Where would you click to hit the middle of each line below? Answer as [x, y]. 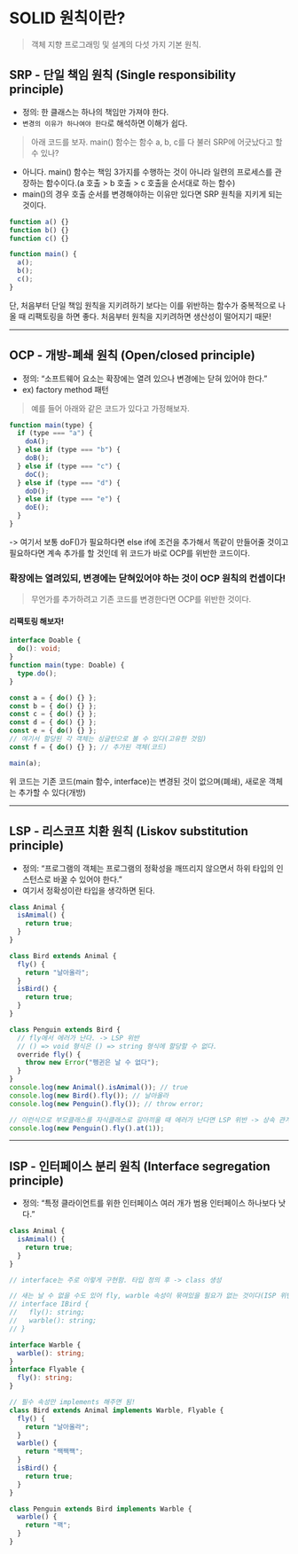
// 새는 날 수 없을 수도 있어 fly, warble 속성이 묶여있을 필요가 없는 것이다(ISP [143, 1296]
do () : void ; [39, 649]
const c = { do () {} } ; [53, 715]
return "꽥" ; [48, 1526]
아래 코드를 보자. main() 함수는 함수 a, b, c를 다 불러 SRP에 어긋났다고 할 [157, 142]
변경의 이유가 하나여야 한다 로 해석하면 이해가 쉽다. [105, 123]
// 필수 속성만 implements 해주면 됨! [72, 1402]
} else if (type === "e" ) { [69, 499]
